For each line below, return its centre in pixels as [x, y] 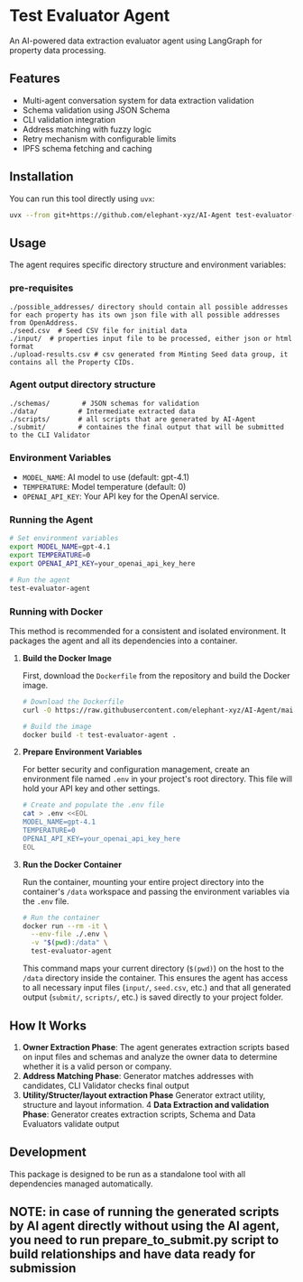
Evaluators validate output [71, 1123]
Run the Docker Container [72, 864]
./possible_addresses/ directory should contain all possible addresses [149, 307]
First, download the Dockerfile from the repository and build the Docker [156, 675]
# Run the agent [40, 580]
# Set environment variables [64, 539]
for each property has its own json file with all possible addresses [145, 315]
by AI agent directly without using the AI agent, [144, 1227]
